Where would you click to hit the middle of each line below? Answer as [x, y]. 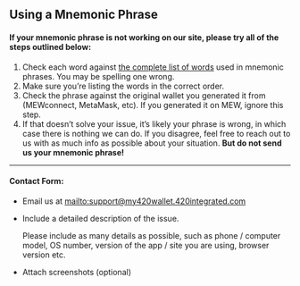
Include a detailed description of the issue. [100, 218]
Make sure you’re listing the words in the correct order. [123, 86]
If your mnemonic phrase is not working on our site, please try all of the [144, 37]
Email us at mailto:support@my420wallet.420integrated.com [134, 201]
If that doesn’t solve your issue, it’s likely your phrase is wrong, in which [154, 123]
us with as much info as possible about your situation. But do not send [152, 143]
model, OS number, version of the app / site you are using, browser [146, 245]
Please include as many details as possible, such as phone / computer [151, 235]
